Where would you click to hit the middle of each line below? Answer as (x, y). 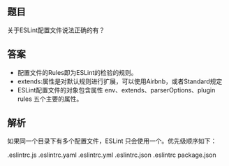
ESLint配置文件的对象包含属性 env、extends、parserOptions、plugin (116, 90)
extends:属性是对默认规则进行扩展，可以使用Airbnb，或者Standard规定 (120, 81)
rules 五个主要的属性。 (50, 99)
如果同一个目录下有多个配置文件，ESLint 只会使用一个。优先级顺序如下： (112, 141)
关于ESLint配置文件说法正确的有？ (56, 30)
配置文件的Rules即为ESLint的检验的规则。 (77, 72)
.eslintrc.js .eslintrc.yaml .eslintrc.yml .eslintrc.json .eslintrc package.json (112, 155)
